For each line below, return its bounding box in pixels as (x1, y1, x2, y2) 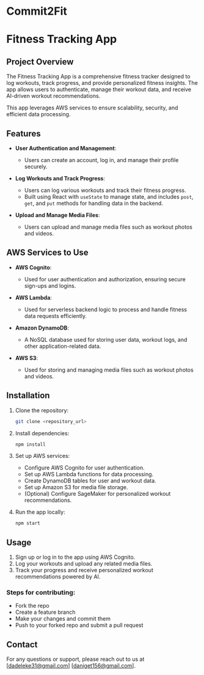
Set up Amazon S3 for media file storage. (24, 484, 128, 491)
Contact (6, 639, 38, 649)
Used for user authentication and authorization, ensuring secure (24, 275, 186, 282)
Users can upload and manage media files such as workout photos (24, 223, 192, 231)
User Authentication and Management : (15, 145, 117, 152)
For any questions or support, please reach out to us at (6, 655, 145, 663)
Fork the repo (15, 602, 50, 610)
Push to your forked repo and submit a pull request (15, 622, 144, 629)
